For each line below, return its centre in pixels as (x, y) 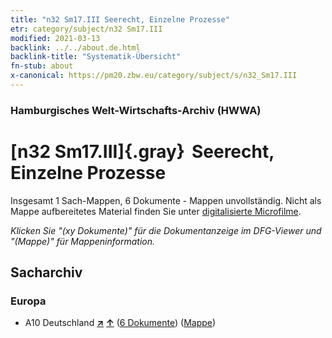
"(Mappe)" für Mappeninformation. (83, 241)
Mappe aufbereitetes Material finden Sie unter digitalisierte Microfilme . (156, 211)
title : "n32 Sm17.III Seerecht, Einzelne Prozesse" (120, 19)
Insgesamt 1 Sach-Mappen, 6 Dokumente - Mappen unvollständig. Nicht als (166, 200)
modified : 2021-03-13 (55, 38)
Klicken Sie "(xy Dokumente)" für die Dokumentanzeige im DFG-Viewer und (166, 230)
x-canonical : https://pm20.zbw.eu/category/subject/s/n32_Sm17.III (154, 76)
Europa (28, 301)
